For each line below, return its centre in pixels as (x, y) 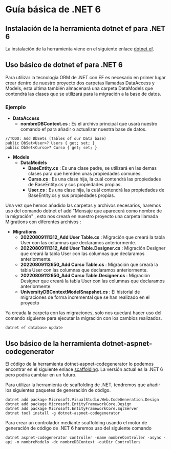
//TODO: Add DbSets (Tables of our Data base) (56, 139)
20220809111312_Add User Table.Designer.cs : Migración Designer (93, 248)
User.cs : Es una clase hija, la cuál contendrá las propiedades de (96, 190)
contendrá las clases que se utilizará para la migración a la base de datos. (83, 94)
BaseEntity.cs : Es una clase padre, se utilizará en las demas (92, 168)
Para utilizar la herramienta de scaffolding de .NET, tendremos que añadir (83, 385)
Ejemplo (16, 107)
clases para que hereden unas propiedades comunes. (85, 174)
